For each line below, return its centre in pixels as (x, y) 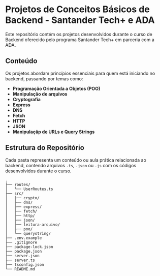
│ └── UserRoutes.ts (29, 189)
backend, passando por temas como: (44, 79)
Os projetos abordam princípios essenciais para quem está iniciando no (80, 73)
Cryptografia (26, 99)
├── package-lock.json (29, 247)
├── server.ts (20, 260)
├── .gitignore (21, 242)
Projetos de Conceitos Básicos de (77, 9)
